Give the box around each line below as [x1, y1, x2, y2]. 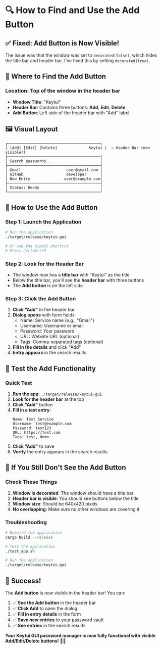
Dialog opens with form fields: [12, 312, 76, 318]
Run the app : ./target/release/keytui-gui [12, 391, 102, 397]
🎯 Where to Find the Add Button [5, 72, 106, 81]
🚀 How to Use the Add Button [5, 203, 98, 212]
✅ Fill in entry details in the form [12, 611, 81, 617]
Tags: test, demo [12, 434, 49, 439]
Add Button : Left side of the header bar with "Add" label [12, 110, 130, 116]
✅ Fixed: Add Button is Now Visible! [5, 39, 120, 48]
